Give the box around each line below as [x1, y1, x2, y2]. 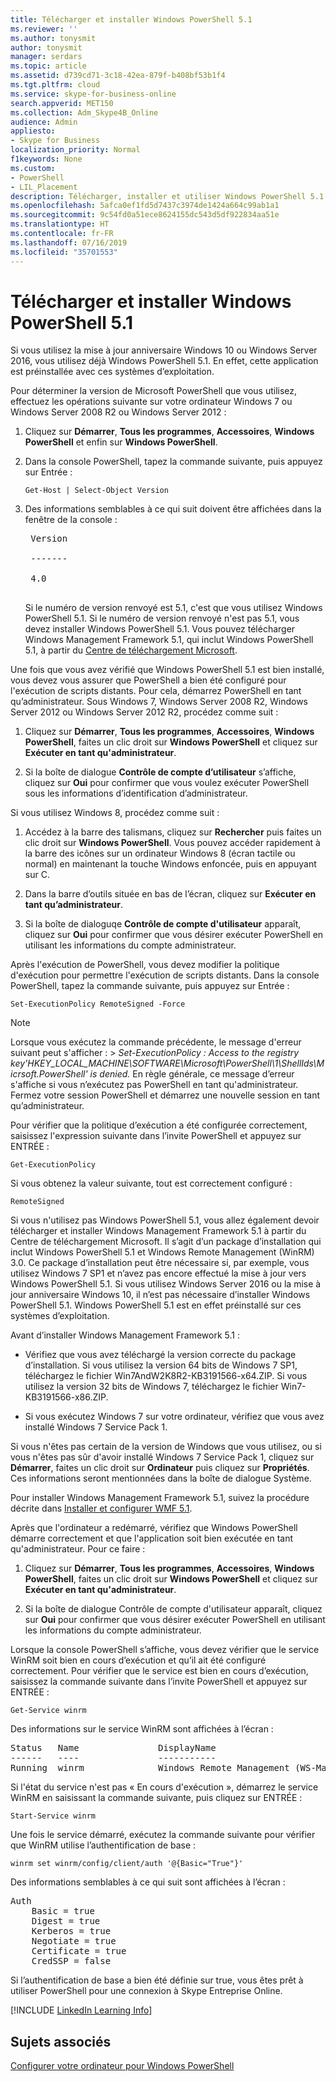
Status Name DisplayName [10, 1742, 217, 1754]
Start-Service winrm [10, 1811, 97, 1821]
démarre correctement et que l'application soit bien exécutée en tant [10, 1532, 294, 1545]
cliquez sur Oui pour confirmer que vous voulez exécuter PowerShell [24, 777, 310, 789]
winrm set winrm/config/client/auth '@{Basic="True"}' [10, 1859, 244, 1869]
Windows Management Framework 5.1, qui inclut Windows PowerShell [24, 634, 314, 646]
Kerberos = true [31, 1926, 112, 1937]
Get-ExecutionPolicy [10, 1160, 97, 1170]
